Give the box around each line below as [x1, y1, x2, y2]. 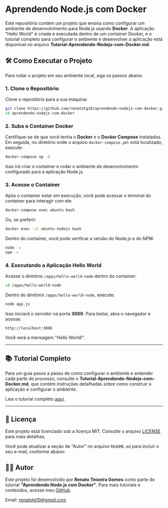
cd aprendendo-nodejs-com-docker [5, 110, 75, 116]
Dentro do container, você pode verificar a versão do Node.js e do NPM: [5, 236, 154, 242]
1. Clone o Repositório [5, 85, 59, 92]
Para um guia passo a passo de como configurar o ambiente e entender [5, 370, 153, 376]
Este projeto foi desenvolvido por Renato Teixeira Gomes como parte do [5, 476, 155, 482]
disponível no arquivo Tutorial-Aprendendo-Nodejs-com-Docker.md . [5, 41, 150, 47]
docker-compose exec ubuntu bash [5, 208, 75, 213]
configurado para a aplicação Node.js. [5, 168, 84, 175]
